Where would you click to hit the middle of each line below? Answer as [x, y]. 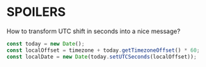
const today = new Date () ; [46, 44]
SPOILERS [36, 12]
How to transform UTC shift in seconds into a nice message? [94, 31]
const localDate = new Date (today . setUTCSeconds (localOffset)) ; [102, 57]
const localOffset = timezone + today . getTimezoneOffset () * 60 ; [103, 50]
